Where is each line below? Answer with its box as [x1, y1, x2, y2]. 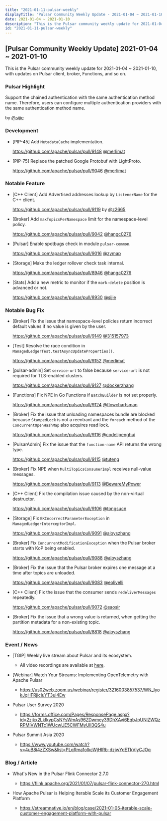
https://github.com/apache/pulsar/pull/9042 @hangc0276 [12, 231, 132, 237]
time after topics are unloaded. [12, 570, 76, 576]
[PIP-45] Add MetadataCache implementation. [12, 138, 104, 145]
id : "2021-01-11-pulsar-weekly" [5, 26, 72, 31]
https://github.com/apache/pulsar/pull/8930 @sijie [12, 294, 116, 300]
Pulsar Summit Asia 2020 [12, 732, 65, 738]
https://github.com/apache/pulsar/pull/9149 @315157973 [12, 333, 129, 339]
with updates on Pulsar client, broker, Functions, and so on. [5, 70, 127, 76]
